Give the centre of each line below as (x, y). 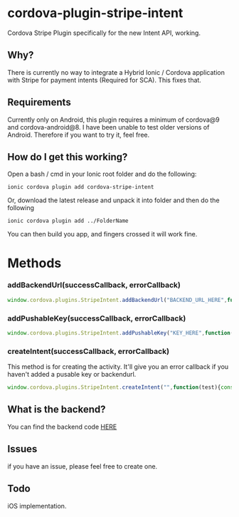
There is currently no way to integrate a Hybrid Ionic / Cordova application (116, 72)
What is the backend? (57, 410)
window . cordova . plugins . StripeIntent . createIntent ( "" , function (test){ (114, 387)
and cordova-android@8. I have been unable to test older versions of (108, 127)
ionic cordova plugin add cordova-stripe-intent (81, 187)
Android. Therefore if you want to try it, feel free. (79, 135)
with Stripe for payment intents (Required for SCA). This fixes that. (104, 80)
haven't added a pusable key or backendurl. (72, 375)
